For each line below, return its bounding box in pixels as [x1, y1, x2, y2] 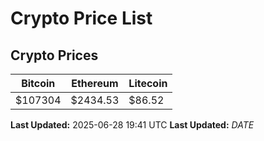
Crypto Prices [10, 47, 99, 64]
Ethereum [71, 77, 119, 90]
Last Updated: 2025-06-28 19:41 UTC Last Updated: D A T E [10, 119, 255, 131]
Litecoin [128, 77, 168, 90]
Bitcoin [21, 77, 56, 90]
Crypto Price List [10, 7, 153, 30]
